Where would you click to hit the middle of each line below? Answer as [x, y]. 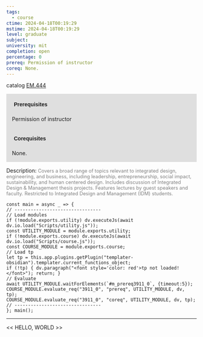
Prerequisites [31, 105]
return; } [48, 273]
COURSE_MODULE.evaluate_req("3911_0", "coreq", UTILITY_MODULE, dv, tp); [101, 300]
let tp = [17, 258]
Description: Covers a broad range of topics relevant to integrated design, [92, 171]
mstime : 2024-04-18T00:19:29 [43, 29]
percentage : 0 [24, 57]
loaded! [170, 268]
